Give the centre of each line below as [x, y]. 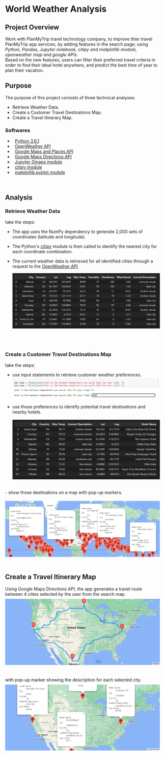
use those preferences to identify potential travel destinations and [79, 407]
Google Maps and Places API [44, 151]
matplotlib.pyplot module [40, 173]
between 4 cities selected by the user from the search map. [66, 594]
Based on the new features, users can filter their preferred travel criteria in [80, 60]
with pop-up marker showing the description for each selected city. [73, 680]
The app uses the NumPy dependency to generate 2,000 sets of [77, 232]
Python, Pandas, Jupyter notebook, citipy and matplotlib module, [71, 49]
